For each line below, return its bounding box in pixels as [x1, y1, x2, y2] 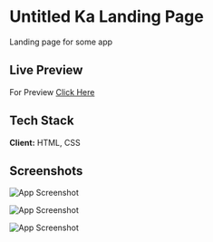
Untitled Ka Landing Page [9, 6, 204, 27]
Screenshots [9, 163, 83, 179]
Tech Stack [9, 113, 74, 129]
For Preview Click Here [9, 86, 95, 97]
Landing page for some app [9, 36, 113, 47]
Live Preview [9, 63, 83, 78]
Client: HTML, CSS [9, 137, 81, 148]
